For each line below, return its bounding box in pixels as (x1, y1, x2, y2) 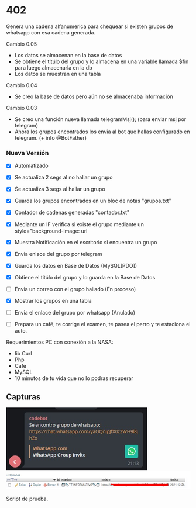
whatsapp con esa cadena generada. (6, 29, 95, 36)
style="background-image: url (14, 227, 88, 234)
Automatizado (14, 162, 49, 170)
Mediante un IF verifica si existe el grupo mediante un (14, 220, 145, 228)
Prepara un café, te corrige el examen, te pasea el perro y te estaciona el (14, 321, 191, 328)
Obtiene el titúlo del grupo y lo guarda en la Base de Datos (14, 274, 156, 281)
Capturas (6, 392, 41, 402)
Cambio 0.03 (6, 104, 37, 111)
